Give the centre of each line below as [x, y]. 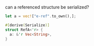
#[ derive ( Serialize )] [27, 25]
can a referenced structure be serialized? [47, 7]
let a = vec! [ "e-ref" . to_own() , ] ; [41, 16]
